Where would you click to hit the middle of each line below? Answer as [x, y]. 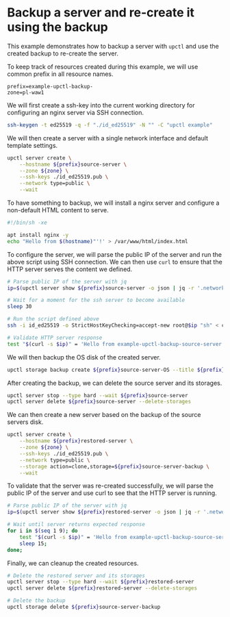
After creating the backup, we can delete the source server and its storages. [115, 383]
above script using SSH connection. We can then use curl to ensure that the [115, 262]
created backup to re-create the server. [63, 53]
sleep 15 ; [34, 543]
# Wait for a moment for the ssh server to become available [96, 300]
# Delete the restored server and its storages [76, 576]
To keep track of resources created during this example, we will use [103, 66]
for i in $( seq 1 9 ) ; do [42, 531]
